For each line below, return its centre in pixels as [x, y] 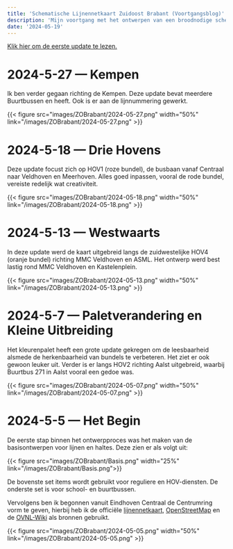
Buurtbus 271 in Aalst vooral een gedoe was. [71, 372]
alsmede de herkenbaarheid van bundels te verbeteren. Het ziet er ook [109, 357]
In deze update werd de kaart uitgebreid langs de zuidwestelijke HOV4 [108, 252]
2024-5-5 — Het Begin [74, 421]
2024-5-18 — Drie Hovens [84, 150]
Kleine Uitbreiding [60, 330]
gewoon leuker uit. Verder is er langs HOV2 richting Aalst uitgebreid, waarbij [116, 365]
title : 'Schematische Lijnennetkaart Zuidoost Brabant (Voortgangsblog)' [116, 14]
